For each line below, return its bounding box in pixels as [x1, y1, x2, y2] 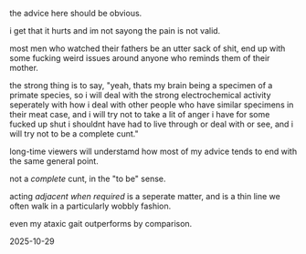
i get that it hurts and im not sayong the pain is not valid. [9, 25, 221, 36]
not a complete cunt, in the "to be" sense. [9, 173, 166, 184]
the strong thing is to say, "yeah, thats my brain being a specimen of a [9, 80, 273, 90]
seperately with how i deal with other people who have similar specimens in [9, 99, 294, 110]
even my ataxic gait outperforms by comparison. [9, 218, 193, 229]
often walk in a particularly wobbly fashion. [9, 200, 172, 211]
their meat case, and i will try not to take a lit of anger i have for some [9, 109, 270, 119]
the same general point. [9, 156, 99, 167]
